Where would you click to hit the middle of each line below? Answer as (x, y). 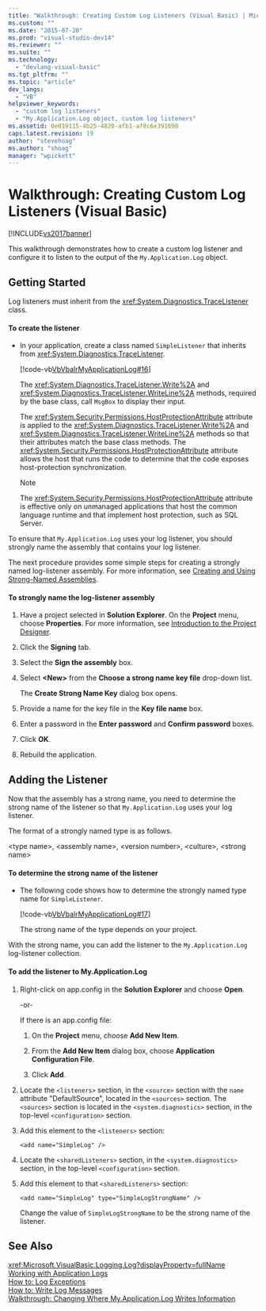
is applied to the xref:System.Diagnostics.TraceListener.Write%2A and (134, 426)
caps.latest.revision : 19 (51, 133)
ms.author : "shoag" (40, 148)
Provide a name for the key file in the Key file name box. (111, 709)
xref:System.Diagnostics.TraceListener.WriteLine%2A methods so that (134, 434)
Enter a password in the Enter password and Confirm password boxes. (137, 724)
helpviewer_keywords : (44, 104)
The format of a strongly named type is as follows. (90, 831)
